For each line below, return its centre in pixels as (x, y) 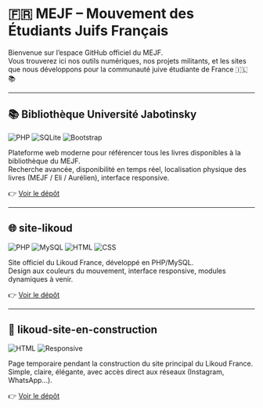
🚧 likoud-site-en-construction (83, 329)
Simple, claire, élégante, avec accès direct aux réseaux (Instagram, (116, 372)
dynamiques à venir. (41, 279)
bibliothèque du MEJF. (44, 161)
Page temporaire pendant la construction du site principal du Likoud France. (131, 364)
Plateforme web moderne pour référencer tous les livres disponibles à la (124, 152)
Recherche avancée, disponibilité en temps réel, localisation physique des (127, 169)
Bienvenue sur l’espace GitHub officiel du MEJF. (86, 53)
